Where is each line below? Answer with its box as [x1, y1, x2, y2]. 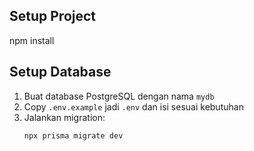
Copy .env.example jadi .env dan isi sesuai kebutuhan [23, 100, 244, 113]
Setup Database [9, 64, 112, 81]
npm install [9, 34, 55, 46]
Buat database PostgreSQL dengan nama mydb [23, 90, 215, 102]
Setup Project [9, 8, 97, 25]
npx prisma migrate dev [23, 130, 124, 141]
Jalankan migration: [23, 111, 106, 123]
